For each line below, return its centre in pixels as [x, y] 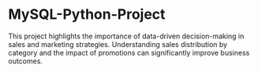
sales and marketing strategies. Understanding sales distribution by [118, 44]
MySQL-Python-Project [87, 14]
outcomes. [26, 61]
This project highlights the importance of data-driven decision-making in [126, 36]
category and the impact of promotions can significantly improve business [129, 52]
